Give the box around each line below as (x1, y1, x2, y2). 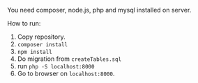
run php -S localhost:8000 (17, 62, 95, 70)
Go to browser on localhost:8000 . (17, 69, 115, 77)
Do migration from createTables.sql (17, 55, 122, 63)
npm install (17, 48, 52, 55)
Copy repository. (17, 33, 66, 41)
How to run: (7, 19, 41, 27)
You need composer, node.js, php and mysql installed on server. (7, 6, 192, 14)
